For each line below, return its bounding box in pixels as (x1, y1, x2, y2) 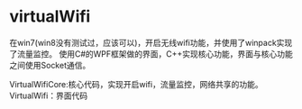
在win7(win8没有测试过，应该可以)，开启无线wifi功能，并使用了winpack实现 (9, 37, 293, 48)
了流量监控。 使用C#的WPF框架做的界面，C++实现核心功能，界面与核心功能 (9, 48, 293, 59)
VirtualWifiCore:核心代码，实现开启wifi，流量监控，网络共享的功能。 (9, 78, 263, 89)
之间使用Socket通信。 (9, 59, 91, 70)
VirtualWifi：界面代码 (9, 90, 88, 101)
